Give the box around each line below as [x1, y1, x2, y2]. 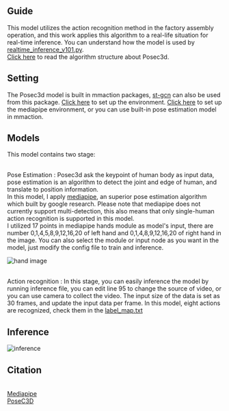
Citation [7, 364, 42, 375]
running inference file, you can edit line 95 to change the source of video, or [7, 284, 222, 293]
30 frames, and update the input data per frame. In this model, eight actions [7, 299, 221, 307]
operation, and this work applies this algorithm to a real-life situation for [7, 31, 208, 39]
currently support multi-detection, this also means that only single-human [7, 207, 215, 215]
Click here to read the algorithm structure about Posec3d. [7, 53, 170, 61]
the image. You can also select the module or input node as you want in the [7, 236, 219, 245]
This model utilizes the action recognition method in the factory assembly [7, 23, 214, 31]
